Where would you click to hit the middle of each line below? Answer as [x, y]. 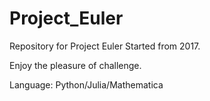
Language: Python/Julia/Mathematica [86, 84]
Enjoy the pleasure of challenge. [75, 65]
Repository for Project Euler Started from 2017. [105, 46]
